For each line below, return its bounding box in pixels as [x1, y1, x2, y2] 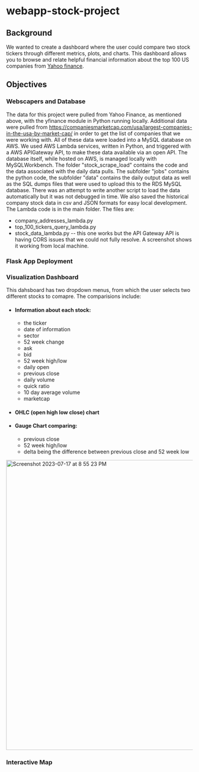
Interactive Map [6, 758, 53, 766]
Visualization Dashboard [6, 273, 79, 281]
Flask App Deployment [6, 257, 73, 265]
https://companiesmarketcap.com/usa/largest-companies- [49, 123, 192, 131]
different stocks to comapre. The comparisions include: [6, 293, 142, 300]
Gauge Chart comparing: [14, 422, 78, 430]
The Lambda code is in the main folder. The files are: [6, 205, 135, 212]
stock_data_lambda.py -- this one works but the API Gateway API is [14, 230, 179, 237]
